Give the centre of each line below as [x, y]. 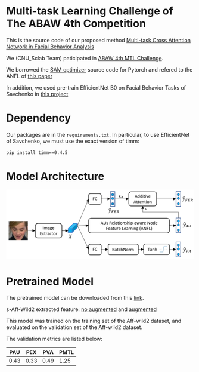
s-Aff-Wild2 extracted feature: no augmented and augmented [81, 309]
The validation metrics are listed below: [55, 339]
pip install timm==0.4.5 [37, 153]
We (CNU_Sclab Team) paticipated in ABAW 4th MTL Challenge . [85, 58]
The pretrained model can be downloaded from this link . [75, 298]
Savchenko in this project [37, 94]
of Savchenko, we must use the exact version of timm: [73, 141]
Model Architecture [55, 176]
